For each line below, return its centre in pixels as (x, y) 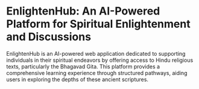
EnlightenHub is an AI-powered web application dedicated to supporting (96, 53)
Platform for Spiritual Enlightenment (99, 24)
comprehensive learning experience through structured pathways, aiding (97, 73)
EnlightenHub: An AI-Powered (83, 11)
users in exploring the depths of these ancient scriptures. (77, 79)
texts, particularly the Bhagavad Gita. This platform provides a (83, 66)
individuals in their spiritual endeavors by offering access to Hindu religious (100, 60)
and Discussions (49, 37)
